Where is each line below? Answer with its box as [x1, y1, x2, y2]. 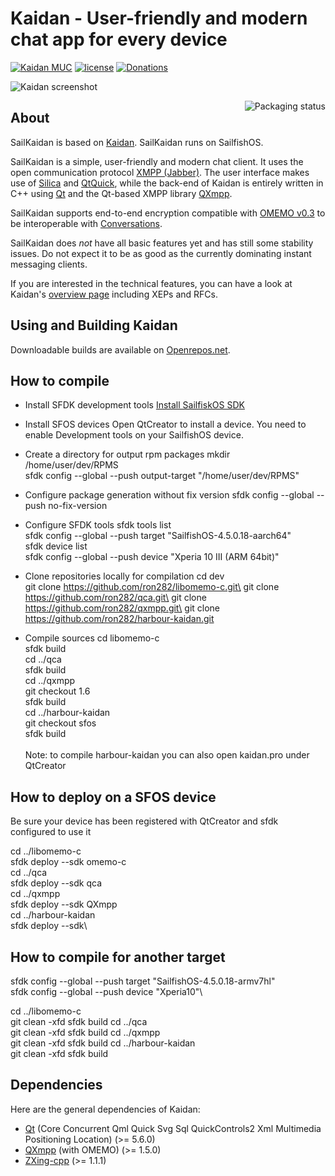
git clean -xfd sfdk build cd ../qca [10, 1016, 148, 1027]
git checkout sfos [24, 717, 97, 729]
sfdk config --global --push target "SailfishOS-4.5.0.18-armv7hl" [10, 975, 276, 987]
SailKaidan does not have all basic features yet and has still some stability [10, 237, 314, 249]
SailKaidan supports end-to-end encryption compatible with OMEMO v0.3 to [10, 207, 326, 219]
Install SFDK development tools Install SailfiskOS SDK [24, 399, 245, 411]
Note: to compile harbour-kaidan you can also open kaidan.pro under [24, 749, 310, 761]
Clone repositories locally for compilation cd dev [24, 570, 225, 582]
